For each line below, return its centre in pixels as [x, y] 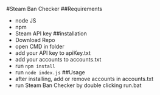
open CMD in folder [40, 46]
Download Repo [35, 40]
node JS [26, 20]
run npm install [35, 66]
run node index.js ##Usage [50, 72]
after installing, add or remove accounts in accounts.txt [84, 79]
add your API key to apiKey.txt [53, 53]
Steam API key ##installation [51, 33]
